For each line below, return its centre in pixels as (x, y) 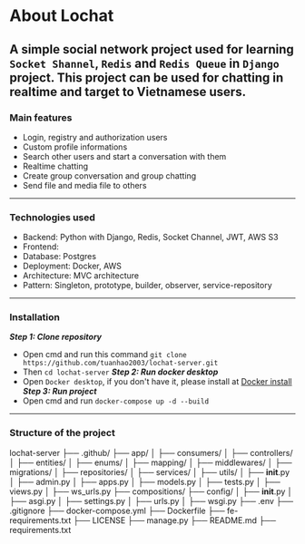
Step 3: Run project (59, 392)
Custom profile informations (75, 147)
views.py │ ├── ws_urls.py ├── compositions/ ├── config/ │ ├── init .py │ (151, 491)
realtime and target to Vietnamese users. (128, 92)
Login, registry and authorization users (95, 137)
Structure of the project (62, 433)
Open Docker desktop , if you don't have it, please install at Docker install (157, 382)
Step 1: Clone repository (56, 337)
